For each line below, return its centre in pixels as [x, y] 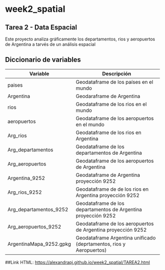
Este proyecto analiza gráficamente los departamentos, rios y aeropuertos [80, 39]
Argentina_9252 [26, 178]
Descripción [117, 73]
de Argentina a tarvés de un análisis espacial [50, 44]
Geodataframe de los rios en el [111, 104]
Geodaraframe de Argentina [108, 96]
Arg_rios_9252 [25, 192]
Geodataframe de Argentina [108, 175]
